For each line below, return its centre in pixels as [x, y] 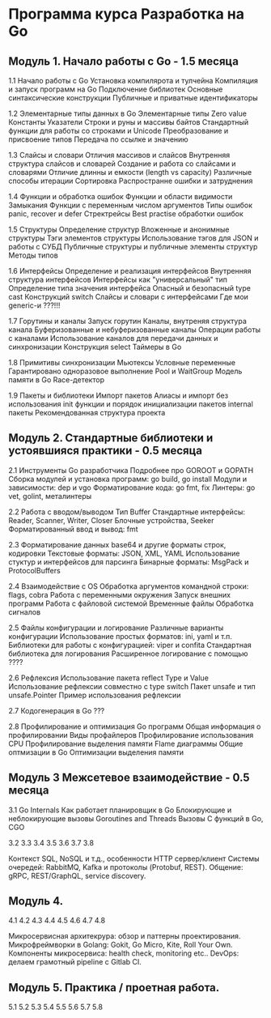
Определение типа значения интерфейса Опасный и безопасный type [129, 288]
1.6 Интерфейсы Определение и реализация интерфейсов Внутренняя [130, 271]
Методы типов [33, 255]
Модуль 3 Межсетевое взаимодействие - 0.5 [129, 778]
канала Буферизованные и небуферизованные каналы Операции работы [135, 330]
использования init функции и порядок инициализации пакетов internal [131, 404]
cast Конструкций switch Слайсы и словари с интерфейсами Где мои [129, 297]
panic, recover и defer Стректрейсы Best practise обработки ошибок [126, 214]
